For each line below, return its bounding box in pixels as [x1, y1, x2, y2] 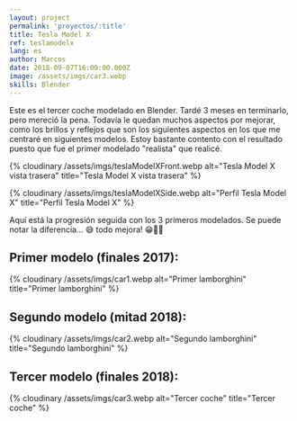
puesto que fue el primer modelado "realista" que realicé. [9, 143, 222, 154]
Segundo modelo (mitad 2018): [9, 309, 187, 325]
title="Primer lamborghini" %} [9, 283, 120, 294]
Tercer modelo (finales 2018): [9, 369, 179, 384]
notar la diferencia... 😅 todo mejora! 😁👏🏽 [9, 224, 164, 235]
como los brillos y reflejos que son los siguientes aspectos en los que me [9, 123, 281, 135]
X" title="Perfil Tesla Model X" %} [9, 197, 135, 208]
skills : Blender [9, 80, 70, 89]
